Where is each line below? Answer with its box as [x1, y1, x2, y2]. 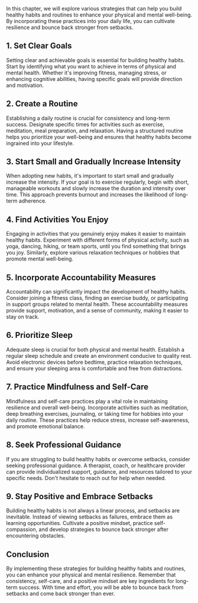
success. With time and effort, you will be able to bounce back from [18, 584, 184, 591]
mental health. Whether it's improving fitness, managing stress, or [6, 69, 167, 76]
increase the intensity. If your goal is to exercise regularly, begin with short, [6, 178, 189, 185]
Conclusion [6, 549, 50, 559]
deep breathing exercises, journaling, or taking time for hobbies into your [6, 410, 184, 417]
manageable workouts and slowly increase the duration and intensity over [6, 185, 186, 192]
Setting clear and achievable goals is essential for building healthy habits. [6, 56, 185, 64]
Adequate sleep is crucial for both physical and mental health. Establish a [6, 345, 185, 353]
